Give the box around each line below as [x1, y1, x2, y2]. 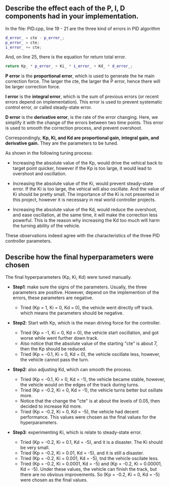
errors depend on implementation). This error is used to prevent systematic [5, 99, 162, 105]
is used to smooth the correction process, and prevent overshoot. [5, 125, 143, 131]
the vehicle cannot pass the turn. [20, 356, 89, 363]
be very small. [20, 444, 50, 451]
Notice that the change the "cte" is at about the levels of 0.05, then [20, 398, 160, 404]
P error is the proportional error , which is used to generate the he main [5, 73, 155, 79]
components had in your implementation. [5, 12, 139, 21]
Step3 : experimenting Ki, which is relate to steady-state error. [12, 429, 142, 436]
